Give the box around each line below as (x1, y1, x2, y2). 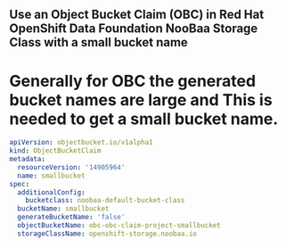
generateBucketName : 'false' (17, 213, 126, 222)
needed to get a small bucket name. (9, 109, 279, 128)
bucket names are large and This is (9, 89, 274, 110)
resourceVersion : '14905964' (17, 162, 126, 172)
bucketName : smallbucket (17, 204, 110, 213)
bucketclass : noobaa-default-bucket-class (25, 196, 185, 205)
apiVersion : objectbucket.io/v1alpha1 (9, 138, 153, 147)
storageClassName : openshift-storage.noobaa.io (17, 229, 198, 238)
